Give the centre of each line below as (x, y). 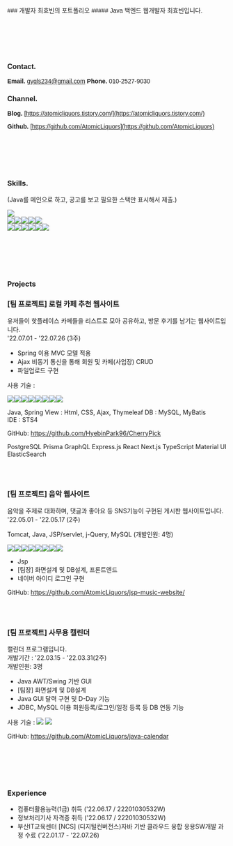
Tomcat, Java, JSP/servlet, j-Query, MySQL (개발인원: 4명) (90, 534)
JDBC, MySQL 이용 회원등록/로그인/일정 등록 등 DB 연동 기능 (101, 708)
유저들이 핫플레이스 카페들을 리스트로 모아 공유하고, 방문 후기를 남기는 (102, 320)
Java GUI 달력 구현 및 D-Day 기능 (63, 699)
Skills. (18, 183)
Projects (22, 284)
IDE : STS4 (23, 419)
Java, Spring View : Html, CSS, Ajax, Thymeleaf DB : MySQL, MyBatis (107, 412)
